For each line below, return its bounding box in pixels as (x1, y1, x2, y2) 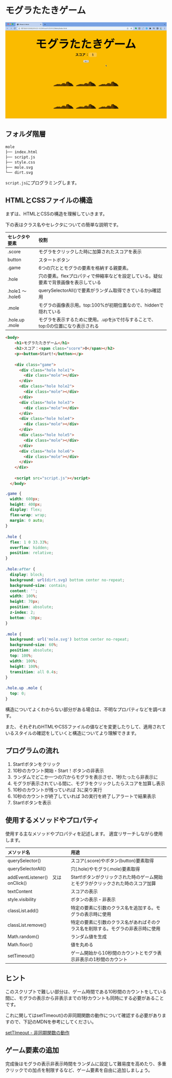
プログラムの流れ (5, 746, 59, 755)
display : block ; (10, 572, 45, 577)
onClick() (7, 880, 27, 886)
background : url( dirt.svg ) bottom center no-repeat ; (10, 577, 125, 582)
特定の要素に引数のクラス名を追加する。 (71, 904, 156, 910)
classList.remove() (7, 922, 47, 928)
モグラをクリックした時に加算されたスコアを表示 (38, 249, 142, 255)
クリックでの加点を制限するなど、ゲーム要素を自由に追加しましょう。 (5, 1067, 153, 1073)
